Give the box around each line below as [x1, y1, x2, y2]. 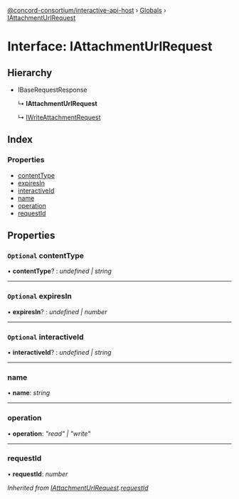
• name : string [7, 389, 51, 397]
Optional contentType [7, 251, 84, 260]
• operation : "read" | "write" [7, 429, 91, 438]
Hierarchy [7, 67, 53, 79]
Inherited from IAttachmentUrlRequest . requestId [7, 483, 149, 492]
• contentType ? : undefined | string [7, 267, 112, 276]
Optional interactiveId [7, 332, 84, 342]
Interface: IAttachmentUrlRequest [7, 38, 213, 55]
